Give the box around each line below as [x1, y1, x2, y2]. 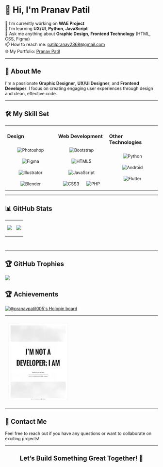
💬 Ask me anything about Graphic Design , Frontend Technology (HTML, [5, 31, 151, 36]
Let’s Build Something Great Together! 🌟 [19, 454, 144, 462]
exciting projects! [5, 435, 40, 441]
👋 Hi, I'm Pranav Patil [5, 4, 90, 16]
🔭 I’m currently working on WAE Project [5, 20, 85, 26]
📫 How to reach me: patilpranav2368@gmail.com [5, 41, 105, 47]
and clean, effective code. [5, 90, 57, 96]
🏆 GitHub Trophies [5, 259, 65, 268]
